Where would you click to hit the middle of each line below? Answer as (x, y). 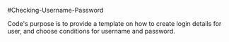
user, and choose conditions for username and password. (91, 31)
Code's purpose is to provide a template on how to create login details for (114, 23)
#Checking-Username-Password (55, 10)
